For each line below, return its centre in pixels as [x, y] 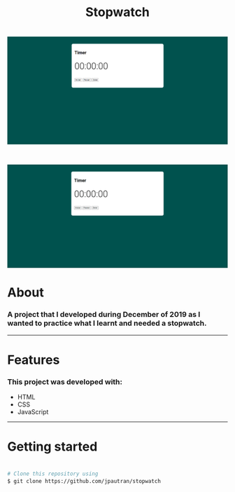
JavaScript [33, 412]
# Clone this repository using [53, 474]
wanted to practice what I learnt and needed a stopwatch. [107, 323]
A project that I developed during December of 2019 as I [104, 315]
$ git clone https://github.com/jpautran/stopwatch [84, 481]
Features [34, 360]
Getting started [52, 447]
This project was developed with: [65, 381]
